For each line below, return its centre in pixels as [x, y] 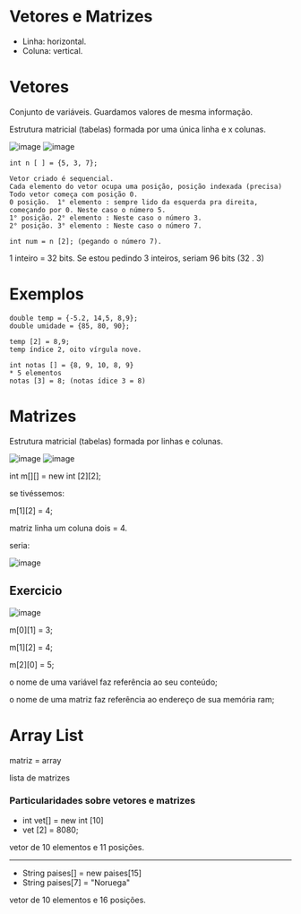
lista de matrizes [39, 778]
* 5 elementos [36, 373]
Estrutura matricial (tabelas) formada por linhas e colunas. [116, 441]
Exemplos [47, 294]
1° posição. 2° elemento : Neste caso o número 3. [106, 218]
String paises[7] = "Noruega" [76, 882]
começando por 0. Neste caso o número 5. [88, 210]
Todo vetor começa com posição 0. [74, 194]
